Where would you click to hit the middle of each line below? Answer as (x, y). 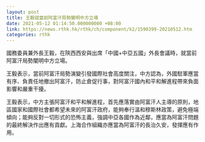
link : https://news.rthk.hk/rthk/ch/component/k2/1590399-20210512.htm (99, 29)
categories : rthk (28, 35)
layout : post (23, 12)
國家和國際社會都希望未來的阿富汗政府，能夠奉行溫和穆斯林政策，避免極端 (105, 110)
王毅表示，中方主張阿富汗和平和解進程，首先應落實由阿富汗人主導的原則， (100, 102)
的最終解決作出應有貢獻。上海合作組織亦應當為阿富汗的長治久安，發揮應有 (100, 125)
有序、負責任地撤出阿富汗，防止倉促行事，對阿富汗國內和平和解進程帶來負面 (103, 81)
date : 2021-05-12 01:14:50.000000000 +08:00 (64, 23)
